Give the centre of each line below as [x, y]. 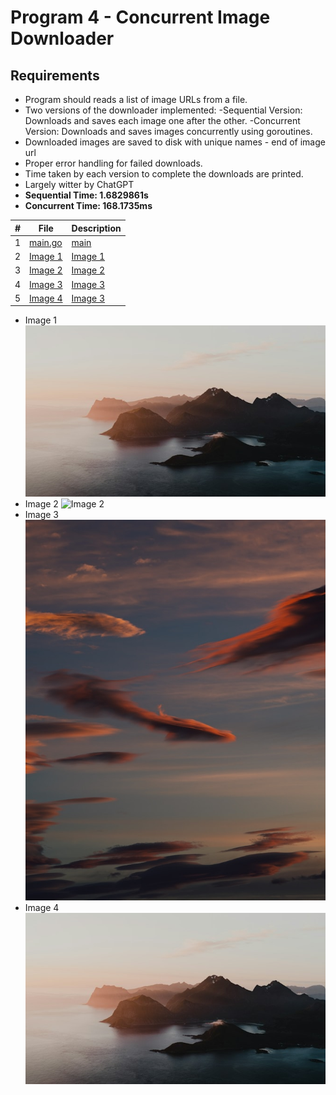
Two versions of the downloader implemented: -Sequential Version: [163, 110]
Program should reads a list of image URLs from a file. [136, 99]
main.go [46, 242]
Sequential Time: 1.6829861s [86, 195]
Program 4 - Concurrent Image [140, 17]
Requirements [55, 75]
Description [96, 228]
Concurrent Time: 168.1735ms [88, 205]
